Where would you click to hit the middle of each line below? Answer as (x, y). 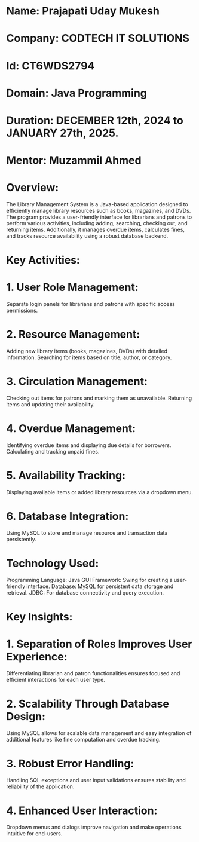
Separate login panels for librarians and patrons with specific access (91, 304)
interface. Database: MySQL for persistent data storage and (100, 586)
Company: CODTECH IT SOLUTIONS (98, 39)
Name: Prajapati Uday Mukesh (83, 11)
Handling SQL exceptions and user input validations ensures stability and (96, 780)
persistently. (22, 539)
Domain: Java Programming (77, 93)
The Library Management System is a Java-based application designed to (97, 204)
